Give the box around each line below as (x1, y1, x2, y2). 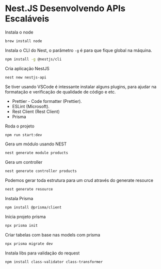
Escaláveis (5, 13, 49, 24)
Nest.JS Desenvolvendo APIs (5, 3, 126, 14)
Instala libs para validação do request (5, 250, 80, 256)
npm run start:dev (5, 132, 42, 137)
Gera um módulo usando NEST (5, 141, 67, 147)
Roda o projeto (5, 123, 35, 129)
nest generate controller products (5, 169, 77, 174)
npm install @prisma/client (5, 205, 62, 210)
